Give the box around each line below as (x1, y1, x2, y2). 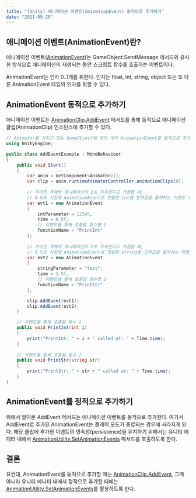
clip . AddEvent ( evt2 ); (27, 303, 80, 309)
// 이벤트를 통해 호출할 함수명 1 (37, 222, 107, 228)
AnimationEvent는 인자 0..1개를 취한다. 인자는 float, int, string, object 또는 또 (6, 74, 183, 81)
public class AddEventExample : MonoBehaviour (6, 151, 121, 157)
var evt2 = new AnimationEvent (27, 255, 103, 260)
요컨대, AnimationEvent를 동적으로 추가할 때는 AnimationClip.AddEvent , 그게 (6, 470, 184, 478)
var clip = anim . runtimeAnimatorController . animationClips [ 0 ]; (27, 178, 184, 184)
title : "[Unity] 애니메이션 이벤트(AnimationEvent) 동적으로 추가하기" (6, 8, 164, 15)
